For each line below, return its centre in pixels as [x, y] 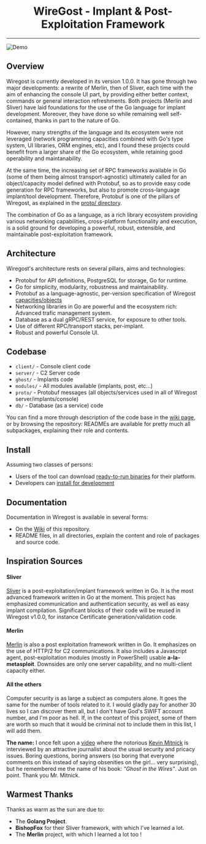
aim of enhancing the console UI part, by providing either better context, [97, 94]
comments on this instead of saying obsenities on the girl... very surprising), [102, 762]
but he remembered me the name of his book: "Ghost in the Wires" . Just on [102, 769]
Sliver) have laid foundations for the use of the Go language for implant [96, 107]
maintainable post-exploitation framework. [60, 234]
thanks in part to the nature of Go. [77, 120]
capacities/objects [39, 300]
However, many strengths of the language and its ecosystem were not [95, 132]
